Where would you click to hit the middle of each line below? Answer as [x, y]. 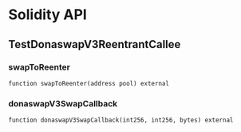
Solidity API [48, 15]
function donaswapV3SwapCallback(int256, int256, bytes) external [121, 120]
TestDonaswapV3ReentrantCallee [95, 44]
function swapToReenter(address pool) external [89, 83]
